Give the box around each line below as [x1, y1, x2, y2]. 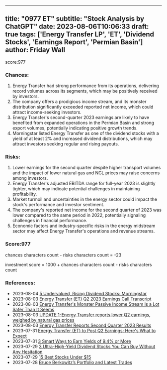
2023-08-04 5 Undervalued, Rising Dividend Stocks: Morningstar [12, 291, 147, 296]
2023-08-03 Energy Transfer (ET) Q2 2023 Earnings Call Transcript [12, 296, 152, 302]
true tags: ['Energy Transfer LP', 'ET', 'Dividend [5, 30, 154, 39]
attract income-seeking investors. [12, 109, 82, 115]
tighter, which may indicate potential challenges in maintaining [12, 186, 140, 192]
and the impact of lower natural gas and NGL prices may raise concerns [12, 170, 160, 176]
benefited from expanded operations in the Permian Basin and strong [12, 120, 154, 126]
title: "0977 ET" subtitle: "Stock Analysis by [5, 14, 145, 23]
